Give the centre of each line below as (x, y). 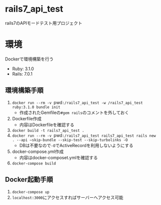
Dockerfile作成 (27, 118)
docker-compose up (31, 192)
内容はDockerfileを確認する (47, 125)
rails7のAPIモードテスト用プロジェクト (44, 23)
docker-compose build (34, 163)
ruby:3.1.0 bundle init (36, 107)
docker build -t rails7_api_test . (48, 130)
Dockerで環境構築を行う (29, 59)
